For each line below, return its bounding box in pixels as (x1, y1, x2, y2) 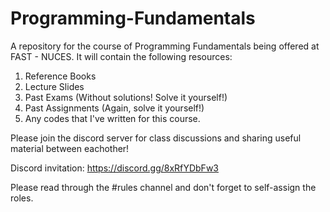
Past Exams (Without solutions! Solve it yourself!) (24, 91, 228, 103)
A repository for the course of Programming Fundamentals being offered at (10, 40, 320, 52)
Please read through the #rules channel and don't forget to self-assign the (10, 181, 317, 193)
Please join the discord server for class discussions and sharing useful (10, 132, 302, 144)
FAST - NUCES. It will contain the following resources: (10, 50, 233, 62)
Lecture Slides (24, 80, 85, 92)
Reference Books (24, 70, 97, 82)
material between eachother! (10, 142, 130, 154)
